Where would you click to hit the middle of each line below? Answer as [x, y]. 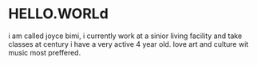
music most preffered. [45, 52]
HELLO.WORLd [59, 14]
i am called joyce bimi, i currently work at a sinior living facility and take [125, 36]
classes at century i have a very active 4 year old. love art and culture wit [128, 44]
